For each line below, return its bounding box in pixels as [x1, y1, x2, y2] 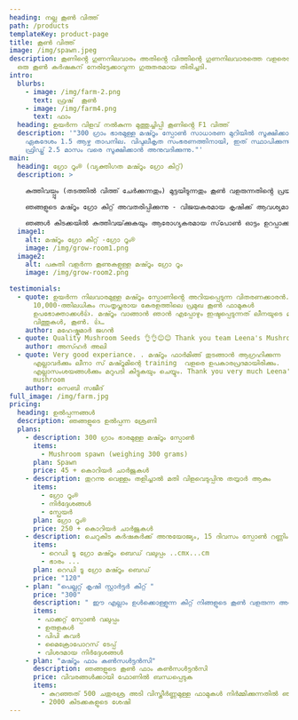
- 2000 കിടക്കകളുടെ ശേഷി [41, 697, 131, 707]
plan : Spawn [32, 458, 77, 467]
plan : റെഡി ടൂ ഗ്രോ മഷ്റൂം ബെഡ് [32, 565, 151, 574]
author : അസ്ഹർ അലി [25, 342, 107, 351]
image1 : [17, 227, 46, 236]
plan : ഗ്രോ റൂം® [32, 516, 87, 524]
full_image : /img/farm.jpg [9, 392, 109, 401]
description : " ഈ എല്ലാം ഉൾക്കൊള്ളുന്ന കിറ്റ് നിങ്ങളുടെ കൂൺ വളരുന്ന [32, 598, 275, 607]
